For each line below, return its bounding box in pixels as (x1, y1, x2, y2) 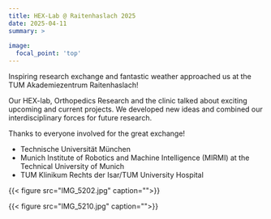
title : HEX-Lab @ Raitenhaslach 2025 (8, 11, 136, 20)
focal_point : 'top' (15, 49, 82, 57)
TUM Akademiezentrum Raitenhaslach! (8, 80, 140, 90)
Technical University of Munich (19, 162, 125, 171)
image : (8, 42, 31, 50)
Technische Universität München (19, 145, 131, 154)
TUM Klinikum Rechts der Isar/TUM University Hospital (19, 171, 204, 179)
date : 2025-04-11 (8, 19, 67, 27)
